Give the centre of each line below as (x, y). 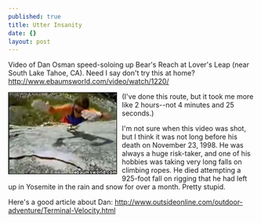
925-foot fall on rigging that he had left (185, 179)
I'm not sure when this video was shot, (184, 129)
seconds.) (138, 113)
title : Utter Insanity (45, 25)
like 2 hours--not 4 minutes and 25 (178, 105)
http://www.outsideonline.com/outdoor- (179, 202)
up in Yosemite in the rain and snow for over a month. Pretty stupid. (117, 187)
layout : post (29, 42)
